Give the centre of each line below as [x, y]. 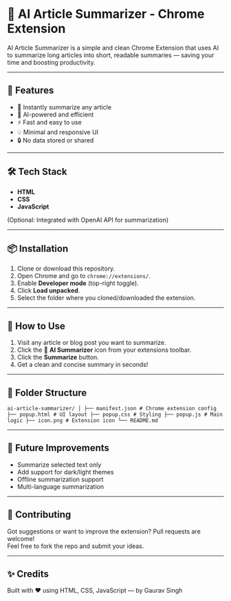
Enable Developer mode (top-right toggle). [78, 283]
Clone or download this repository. [66, 268]
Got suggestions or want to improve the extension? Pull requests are [104, 531]
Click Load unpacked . [48, 291]
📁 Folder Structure [47, 393]
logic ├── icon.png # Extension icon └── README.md [82, 421]
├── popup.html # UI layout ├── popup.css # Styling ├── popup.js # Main [115, 414]
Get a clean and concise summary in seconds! [82, 365]
